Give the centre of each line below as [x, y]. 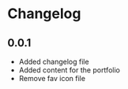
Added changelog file [54, 61]
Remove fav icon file [52, 78]
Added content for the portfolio [69, 70]
